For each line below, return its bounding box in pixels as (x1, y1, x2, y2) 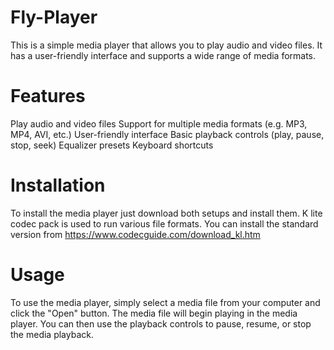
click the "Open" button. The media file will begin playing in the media (10, 307, 298, 319)
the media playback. (10, 328, 94, 340)
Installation (10, 174, 106, 197)
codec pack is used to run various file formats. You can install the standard (10, 217, 319, 230)
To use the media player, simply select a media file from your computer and (10, 296, 321, 308)
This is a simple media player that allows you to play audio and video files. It (10, 39, 323, 51)
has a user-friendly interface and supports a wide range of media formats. (10, 49, 317, 61)
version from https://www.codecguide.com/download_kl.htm (10, 228, 261, 240)
